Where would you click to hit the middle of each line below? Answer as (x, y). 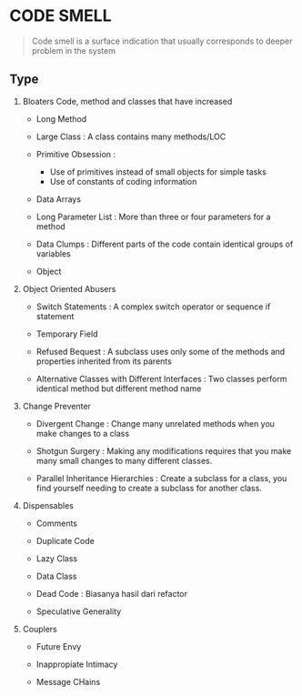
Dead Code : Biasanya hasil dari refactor (112, 593)
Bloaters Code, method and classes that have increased (127, 101)
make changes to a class (83, 433)
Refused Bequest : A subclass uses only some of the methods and (161, 351)
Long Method (61, 118)
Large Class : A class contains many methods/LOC (131, 136)
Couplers (40, 629)
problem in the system (74, 50)
